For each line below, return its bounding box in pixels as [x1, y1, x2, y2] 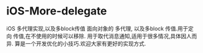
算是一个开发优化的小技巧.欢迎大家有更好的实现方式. [14, 40, 146, 47]
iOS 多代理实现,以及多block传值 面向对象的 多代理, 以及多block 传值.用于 [6, 25, 188, 32]
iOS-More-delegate [6, 4, 107, 18]
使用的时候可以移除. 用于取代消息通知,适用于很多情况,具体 [35, 32, 182, 40]
